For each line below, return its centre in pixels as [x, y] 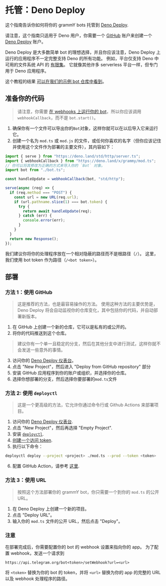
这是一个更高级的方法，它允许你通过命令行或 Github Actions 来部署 [86, 405]
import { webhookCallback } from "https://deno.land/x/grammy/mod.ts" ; [81, 161]
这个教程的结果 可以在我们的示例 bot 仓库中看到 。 [56, 81]
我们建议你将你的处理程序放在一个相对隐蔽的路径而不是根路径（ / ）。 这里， [82, 253]
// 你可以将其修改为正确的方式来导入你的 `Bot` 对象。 [55, 165]
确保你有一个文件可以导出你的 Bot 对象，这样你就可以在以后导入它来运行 [85, 128]
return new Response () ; [34, 239]
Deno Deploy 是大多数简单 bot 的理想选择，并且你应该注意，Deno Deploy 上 [83, 52]
